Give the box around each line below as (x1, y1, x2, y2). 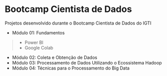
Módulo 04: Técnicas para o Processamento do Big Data (12, 65, 130, 71)
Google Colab (24, 44, 53, 50)
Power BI (24, 39, 44, 45)
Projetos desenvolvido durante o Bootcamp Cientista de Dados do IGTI (5, 20, 152, 26)
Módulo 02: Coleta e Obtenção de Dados (12, 54, 97, 60)
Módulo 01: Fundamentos (12, 29, 65, 35)
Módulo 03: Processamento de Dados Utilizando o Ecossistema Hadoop (12, 59, 162, 65)
